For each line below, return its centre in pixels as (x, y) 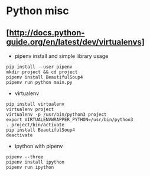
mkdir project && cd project (42, 72)
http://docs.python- (47, 33)
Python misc (37, 11)
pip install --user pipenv (39, 67)
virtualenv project (30, 109)
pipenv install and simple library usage (61, 56)
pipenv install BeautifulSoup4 (45, 77)
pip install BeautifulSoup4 (41, 130)
